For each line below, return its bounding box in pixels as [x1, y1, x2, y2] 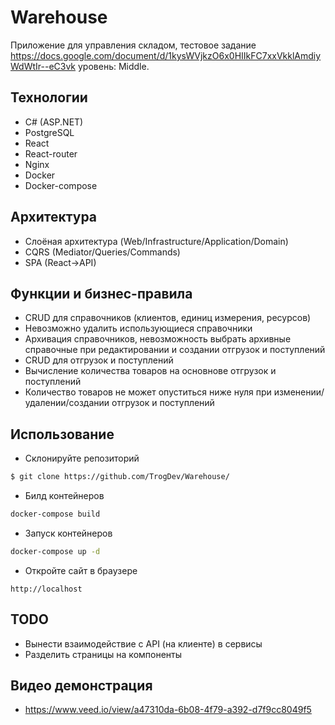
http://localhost [10, 584, 83, 594]
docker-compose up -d [10, 546, 101, 556]
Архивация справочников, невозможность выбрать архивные [24, 333, 292, 345]
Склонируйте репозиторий [24, 452, 140, 465]
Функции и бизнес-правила [10, 285, 193, 302]
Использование [10, 426, 115, 443]
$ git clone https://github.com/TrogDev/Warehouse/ [10, 472, 230, 482]
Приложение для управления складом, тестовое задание [10, 39, 257, 51]
